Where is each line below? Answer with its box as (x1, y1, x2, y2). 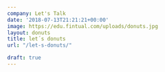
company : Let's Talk (7, 10, 67, 17)
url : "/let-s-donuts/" (7, 42, 72, 49)
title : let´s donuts (7, 36, 67, 43)
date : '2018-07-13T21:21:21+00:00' (7, 16, 109, 23)
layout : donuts (7, 29, 51, 36)
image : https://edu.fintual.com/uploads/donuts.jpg (7, 23, 158, 29)
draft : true (7, 54, 41, 62)
